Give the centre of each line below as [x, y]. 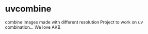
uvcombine [28, 9]
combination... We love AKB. [33, 27]
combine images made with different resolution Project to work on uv [74, 22]
